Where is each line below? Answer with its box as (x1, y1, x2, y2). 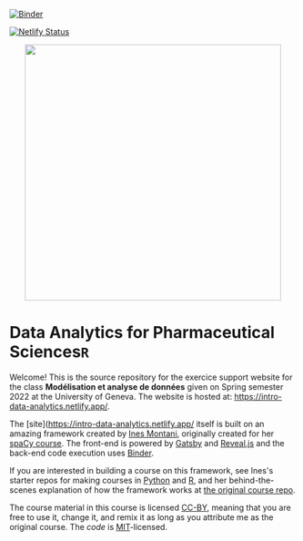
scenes (9, 484, 37, 495)
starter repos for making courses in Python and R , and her (9, 475, 227, 485)
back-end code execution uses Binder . (9, 447, 155, 458)
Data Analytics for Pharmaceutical (9, 322, 276, 343)
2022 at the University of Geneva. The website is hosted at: (9, 391, 233, 402)
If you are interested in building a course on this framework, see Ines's (9, 464, 274, 475)
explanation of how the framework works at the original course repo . (38, 484, 296, 495)
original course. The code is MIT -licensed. (9, 521, 168, 532)
